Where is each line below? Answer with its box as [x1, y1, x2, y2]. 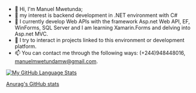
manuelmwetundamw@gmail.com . [14, 58, 98, 64]
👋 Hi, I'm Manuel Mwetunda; [14, 6, 83, 12]
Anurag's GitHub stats [6, 81, 60, 87]
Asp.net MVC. [14, 30, 49, 37]
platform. [14, 43, 37, 50]
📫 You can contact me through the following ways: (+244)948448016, [14, 50, 185, 56]
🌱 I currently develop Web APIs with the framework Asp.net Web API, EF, [14, 18, 190, 25]
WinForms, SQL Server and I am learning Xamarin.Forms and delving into [14, 24, 191, 31]
